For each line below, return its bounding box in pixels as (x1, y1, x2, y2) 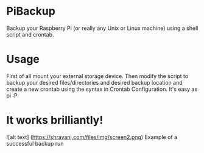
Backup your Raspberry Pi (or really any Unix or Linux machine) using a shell (6, 24, 199, 32)
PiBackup (6, 4, 56, 18)
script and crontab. (6, 30, 54, 38)
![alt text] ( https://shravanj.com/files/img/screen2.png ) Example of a (6, 133, 178, 141)
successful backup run (6, 140, 64, 147)
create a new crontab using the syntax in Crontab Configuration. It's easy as (6, 85, 198, 93)
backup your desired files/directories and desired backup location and (6, 79, 183, 86)
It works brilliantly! (6, 113, 104, 127)
